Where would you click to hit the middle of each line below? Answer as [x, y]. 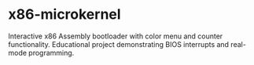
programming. [52, 52]
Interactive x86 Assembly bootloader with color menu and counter [116, 36]
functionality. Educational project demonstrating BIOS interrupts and [119, 44]
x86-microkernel [64, 14]
